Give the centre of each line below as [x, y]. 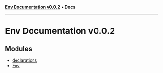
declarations [24, 60]
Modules [19, 49]
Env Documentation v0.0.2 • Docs [40, 7]
